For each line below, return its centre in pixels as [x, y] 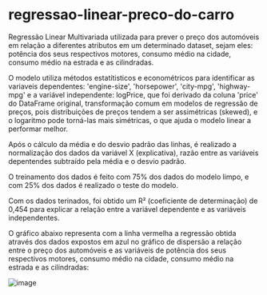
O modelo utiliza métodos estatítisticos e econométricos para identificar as [132, 78]
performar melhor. [38, 129]
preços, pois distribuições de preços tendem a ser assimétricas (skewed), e [133, 112]
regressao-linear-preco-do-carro [121, 15]
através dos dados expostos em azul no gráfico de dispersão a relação [125, 241]
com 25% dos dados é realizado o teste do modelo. [93, 185]
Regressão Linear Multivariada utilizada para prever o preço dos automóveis [134, 37]
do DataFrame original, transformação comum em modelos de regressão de [133, 103]
